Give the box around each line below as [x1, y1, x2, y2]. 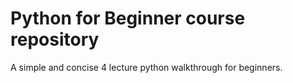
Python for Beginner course [10, 7, 246, 30]
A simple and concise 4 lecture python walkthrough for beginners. [10, 61, 283, 73]
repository [10, 28, 100, 51]
